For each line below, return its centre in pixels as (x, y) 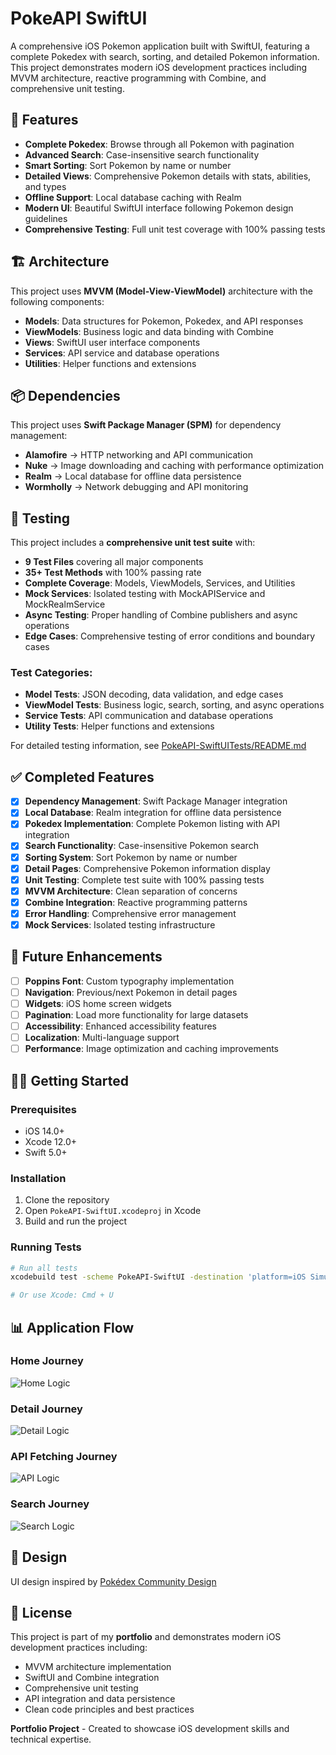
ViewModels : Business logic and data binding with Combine (149, 331)
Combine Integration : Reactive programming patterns (136, 902)
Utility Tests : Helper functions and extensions (119, 726)
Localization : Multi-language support (102, 1038)
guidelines (46, 218)
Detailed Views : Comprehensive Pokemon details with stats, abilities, (168, 176)
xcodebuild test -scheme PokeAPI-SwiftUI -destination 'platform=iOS (158, 1277)
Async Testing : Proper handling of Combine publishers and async (161, 615)
